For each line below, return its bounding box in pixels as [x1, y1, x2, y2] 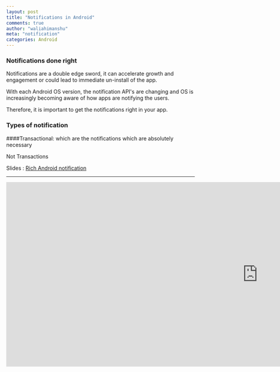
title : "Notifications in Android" [6, 14, 95, 20]
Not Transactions [6, 152, 49, 160]
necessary [6, 141, 32, 148]
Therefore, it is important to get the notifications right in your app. [6, 106, 168, 113]
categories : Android [6, 37, 58, 43]
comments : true [6, 20, 44, 26]
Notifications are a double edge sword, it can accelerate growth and [6, 70, 174, 77]
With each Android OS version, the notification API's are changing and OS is [6, 88, 194, 95]
